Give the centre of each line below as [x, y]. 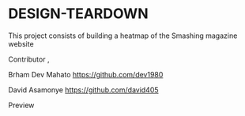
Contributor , [29, 59]
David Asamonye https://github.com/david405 [84, 90]
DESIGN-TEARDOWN [78, 14]
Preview [21, 105]
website [21, 43]
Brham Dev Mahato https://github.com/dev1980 [86, 74]
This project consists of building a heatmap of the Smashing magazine [123, 36]
